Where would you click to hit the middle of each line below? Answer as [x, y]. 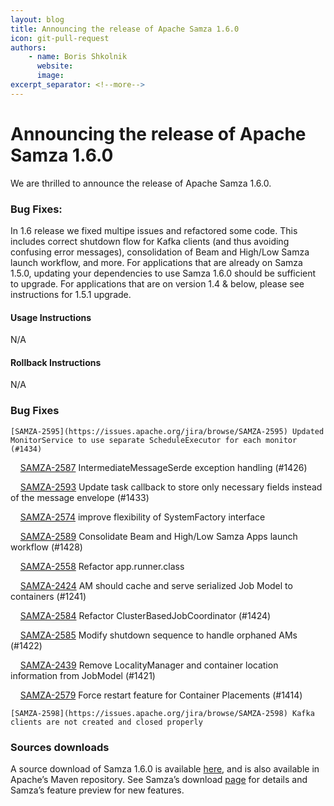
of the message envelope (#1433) [80, 497]
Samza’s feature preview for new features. [97, 790]
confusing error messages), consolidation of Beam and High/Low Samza [160, 252]
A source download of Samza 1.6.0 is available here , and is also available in [165, 768]
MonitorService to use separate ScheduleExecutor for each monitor [154, 440]
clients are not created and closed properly [106, 722]
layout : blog [37, 19]
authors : [28, 47]
